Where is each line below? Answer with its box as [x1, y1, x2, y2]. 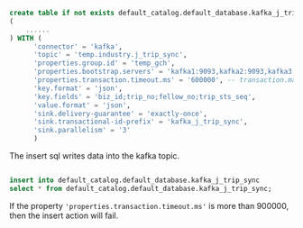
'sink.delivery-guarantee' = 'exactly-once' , [32, 109, 207, 118]
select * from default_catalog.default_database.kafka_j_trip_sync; [9, 184, 272, 193]
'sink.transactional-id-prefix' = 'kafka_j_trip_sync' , [32, 117, 248, 126]
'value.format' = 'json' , [32, 100, 131, 110]
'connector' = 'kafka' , [32, 41, 124, 51]
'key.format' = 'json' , [32, 84, 124, 93]
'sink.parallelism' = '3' [32, 126, 131, 135]
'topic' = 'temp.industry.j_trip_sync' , [32, 50, 188, 59]
